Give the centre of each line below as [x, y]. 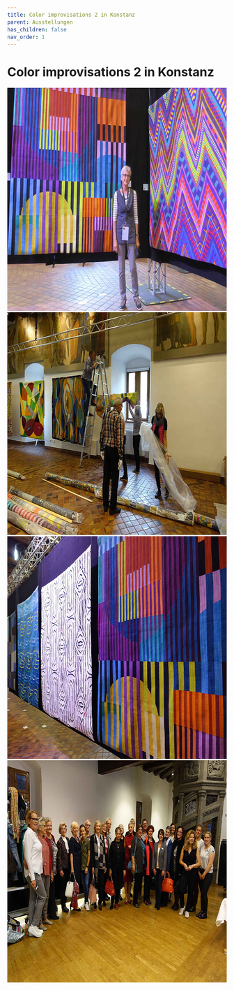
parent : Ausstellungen [40, 22]
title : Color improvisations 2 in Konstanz [71, 15]
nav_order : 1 [26, 37]
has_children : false [37, 29]
